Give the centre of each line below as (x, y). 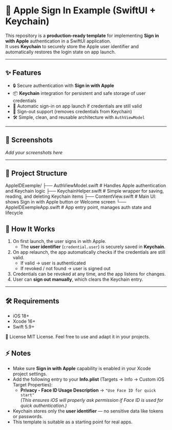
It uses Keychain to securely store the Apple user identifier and (72, 46)
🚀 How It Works (30, 229)
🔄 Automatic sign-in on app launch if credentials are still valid (77, 106)
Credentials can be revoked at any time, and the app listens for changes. (89, 274)
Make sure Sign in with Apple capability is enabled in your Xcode (82, 368)
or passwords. (28, 416)
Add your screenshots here (34, 152)
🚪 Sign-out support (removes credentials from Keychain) (72, 111)
